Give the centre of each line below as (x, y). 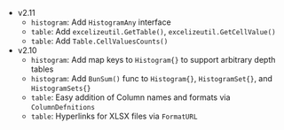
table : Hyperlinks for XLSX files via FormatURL (114, 116)
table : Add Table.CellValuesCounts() (99, 41)
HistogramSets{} (61, 88)
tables (42, 69)
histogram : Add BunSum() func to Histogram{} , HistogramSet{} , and (152, 78)
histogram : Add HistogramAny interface (101, 22)
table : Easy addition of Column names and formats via (130, 97)
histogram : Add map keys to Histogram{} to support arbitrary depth (153, 60)
